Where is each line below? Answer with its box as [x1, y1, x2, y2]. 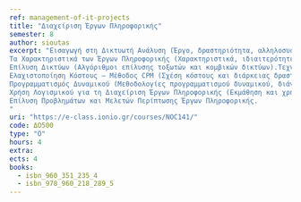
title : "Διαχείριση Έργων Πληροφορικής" [9, 21, 163, 30]
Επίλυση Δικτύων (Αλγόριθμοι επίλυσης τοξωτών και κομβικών [9, 63, 239, 72]
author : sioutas [9, 38, 70, 47]
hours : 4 [9, 138, 42, 147]
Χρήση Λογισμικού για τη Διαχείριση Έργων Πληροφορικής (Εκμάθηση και [9, 88, 279, 97]
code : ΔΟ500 [9, 122, 54, 130]
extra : [9, 146, 34, 155]
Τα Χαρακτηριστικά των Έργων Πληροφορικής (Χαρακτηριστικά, [9, 55, 239, 63]
